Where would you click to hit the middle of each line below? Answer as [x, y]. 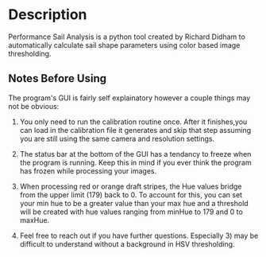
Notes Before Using [58, 78]
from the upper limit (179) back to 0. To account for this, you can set [131, 195]
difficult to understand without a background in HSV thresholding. [127, 243]
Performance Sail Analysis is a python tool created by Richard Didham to [127, 37]
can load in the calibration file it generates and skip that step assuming [135, 130]
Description [48, 15]
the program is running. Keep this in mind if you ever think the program [135, 162]
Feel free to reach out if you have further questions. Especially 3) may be [139, 236]
